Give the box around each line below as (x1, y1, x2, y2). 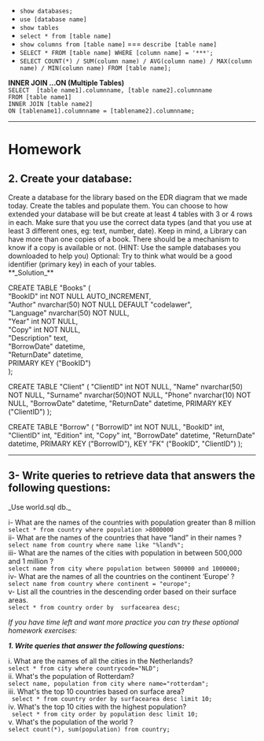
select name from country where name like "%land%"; (8, 541, 185, 549)
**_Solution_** (8, 268, 54, 277)
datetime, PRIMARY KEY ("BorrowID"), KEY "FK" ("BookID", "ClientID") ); (8, 439, 244, 448)
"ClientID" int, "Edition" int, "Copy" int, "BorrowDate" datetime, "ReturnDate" (8, 431, 255, 440)
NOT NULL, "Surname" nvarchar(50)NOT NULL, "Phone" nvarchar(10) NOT (8, 390, 251, 400)
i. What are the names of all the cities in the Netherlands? (8, 656, 193, 665)
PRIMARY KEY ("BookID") (8, 359, 92, 367)
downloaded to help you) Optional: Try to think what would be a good (8, 251, 233, 260)
